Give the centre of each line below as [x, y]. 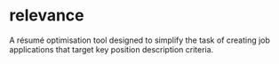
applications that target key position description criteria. [112, 49]
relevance [47, 16]
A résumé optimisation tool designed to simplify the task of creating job [140, 40]
